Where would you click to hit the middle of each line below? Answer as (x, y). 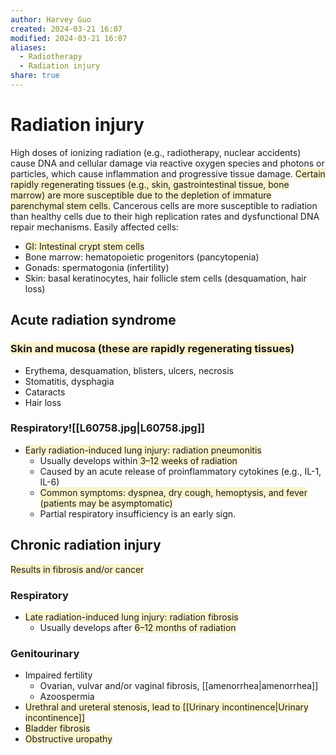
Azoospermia (67, 697)
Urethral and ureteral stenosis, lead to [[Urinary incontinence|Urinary (166, 707)
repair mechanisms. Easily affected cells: (94, 227)
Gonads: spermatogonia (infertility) (97, 267)
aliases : (28, 47)
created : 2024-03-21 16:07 (66, 29)
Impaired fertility (58, 675)
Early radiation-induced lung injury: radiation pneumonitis (143, 450)
